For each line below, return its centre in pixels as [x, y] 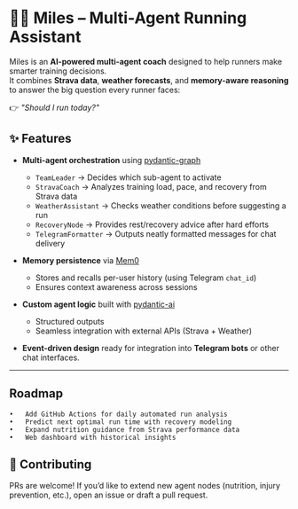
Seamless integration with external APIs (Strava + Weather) [144, 331]
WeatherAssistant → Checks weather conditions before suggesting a [161, 205]
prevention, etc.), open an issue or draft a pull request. [109, 495]
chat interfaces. [51, 357]
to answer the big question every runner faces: [95, 90]
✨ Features [40, 139]
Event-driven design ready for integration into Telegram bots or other [150, 348]
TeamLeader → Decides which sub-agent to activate [128, 177]
